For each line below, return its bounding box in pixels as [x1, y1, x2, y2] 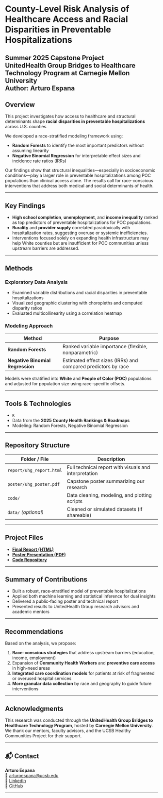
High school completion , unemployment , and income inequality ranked [12, 215, 158, 221]
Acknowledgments [5, 704, 64, 713]
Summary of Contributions [5, 576, 87, 584]
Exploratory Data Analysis [5, 278, 68, 285]
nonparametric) [62, 349, 98, 356]
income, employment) [12, 655, 56, 661]
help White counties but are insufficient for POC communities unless [12, 240, 149, 246]
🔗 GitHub [5, 783, 23, 789]
